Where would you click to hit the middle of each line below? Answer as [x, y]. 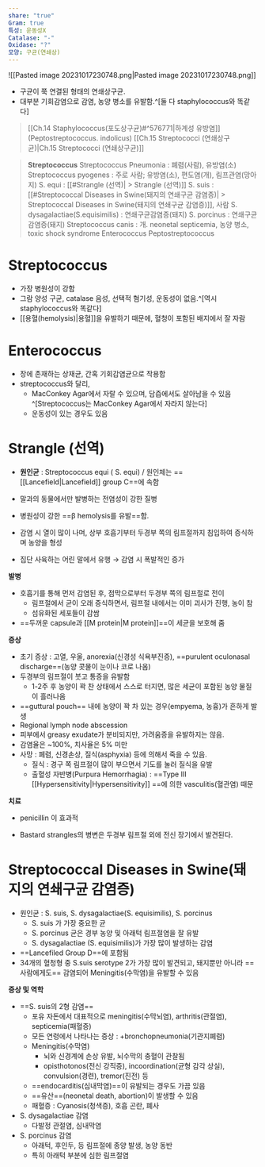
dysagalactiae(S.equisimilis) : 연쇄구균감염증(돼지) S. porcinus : [129, 214]
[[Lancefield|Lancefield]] [60, 482]
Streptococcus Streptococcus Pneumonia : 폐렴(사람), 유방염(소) [132, 165]
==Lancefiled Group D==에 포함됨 [74, 953]
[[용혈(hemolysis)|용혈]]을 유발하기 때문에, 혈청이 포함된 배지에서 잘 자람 [132, 318]
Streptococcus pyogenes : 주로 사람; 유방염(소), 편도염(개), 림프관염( [136, 175]
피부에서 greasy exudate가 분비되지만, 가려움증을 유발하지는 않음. [122, 734]
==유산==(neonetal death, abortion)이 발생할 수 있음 [115, 1096]
